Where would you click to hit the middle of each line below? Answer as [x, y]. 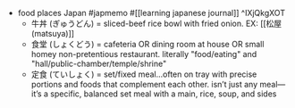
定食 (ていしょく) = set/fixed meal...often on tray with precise [144, 74]
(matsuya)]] [52, 33]
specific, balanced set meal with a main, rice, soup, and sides [164, 94]
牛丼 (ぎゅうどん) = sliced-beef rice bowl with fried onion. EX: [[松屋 [156, 23]
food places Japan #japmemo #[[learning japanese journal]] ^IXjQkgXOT [152, 13]
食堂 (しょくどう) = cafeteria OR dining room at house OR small [147, 44]
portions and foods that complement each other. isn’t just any [144, 84]
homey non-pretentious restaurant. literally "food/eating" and [144, 54]
